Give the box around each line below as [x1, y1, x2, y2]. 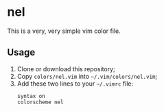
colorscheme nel [16, 99, 64, 106]
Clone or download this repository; [16, 64, 115, 73]
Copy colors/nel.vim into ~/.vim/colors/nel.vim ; [16, 72, 158, 80]
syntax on [16, 92, 46, 99]
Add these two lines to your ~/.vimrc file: [16, 79, 134, 88]
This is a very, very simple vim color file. [7, 27, 121, 35]
